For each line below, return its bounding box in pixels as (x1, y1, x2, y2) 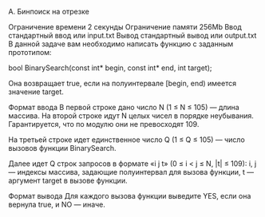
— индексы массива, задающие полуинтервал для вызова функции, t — (8, 168, 254, 176)
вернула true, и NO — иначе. (8, 199, 106, 209)
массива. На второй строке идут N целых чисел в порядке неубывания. (8, 111, 254, 120)
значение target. (8, 87, 64, 97)
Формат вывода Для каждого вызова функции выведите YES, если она (8, 191, 251, 200)
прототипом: (8, 48, 52, 57)
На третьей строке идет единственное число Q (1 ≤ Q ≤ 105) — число (8, 135, 245, 144)
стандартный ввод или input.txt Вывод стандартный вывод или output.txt (8, 31, 257, 40)
